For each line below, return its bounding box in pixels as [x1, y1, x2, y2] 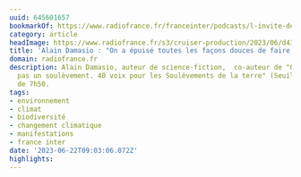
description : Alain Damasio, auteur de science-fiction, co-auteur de [9, 63, 282, 72]
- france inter [9, 138, 66, 147]
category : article [9, 29, 78, 38]
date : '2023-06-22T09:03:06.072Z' [9, 146, 139, 155]
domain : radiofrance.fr [9, 55, 99, 63]
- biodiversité [9, 113, 66, 122]
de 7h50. [17, 80, 50, 88]
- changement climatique [9, 122, 102, 131]
